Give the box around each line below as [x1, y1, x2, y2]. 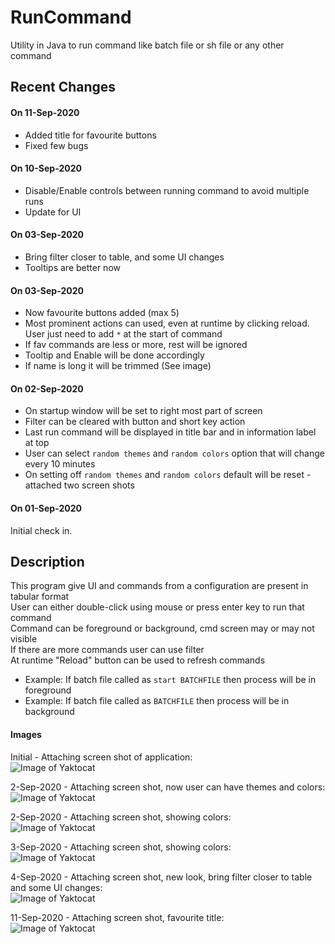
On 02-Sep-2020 [10, 382, 84, 395]
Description [10, 553, 85, 570]
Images [10, 728, 42, 740]
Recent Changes [10, 79, 117, 96]
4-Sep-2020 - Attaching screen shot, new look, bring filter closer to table [10, 871, 313, 883]
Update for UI [24, 206, 82, 218]
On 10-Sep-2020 [10, 162, 82, 175]
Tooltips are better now [24, 261, 121, 273]
